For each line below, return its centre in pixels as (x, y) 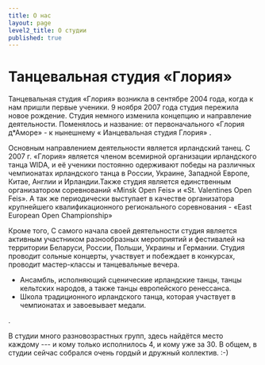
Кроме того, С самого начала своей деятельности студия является (123, 231)
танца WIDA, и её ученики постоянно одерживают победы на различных (132, 165)
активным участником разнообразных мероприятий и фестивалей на (127, 240)
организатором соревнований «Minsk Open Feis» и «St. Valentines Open (130, 190)
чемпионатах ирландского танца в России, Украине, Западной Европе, (129, 173)
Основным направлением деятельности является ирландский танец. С (129, 148)
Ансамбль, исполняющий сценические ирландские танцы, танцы (131, 280)
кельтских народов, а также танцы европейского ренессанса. (125, 288)
